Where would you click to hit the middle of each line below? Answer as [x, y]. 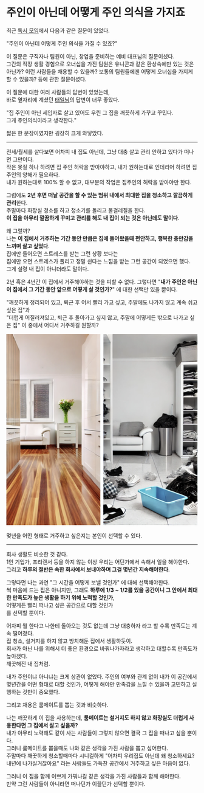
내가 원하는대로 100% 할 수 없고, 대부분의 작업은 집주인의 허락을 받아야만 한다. [99, 182]
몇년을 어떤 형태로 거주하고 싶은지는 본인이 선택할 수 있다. [74, 535]
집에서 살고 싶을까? [56, 725]
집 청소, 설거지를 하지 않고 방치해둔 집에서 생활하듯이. [69, 641]
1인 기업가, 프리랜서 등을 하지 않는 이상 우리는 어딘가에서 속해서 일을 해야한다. [98, 562]
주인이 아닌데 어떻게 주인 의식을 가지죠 [96, 12]
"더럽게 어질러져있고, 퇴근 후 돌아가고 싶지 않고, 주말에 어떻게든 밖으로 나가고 [97, 317]
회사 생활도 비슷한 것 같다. [37, 554]
